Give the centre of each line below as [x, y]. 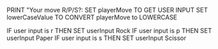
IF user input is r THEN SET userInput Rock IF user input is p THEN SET [109, 31]
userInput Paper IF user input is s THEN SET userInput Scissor [96, 38]
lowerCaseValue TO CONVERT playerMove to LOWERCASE [92, 17]
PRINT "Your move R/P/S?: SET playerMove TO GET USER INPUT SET [107, 10]
